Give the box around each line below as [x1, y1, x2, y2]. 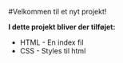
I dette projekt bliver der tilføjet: [8, 22, 116, 31]
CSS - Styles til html [19, 46, 86, 55]
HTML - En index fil [19, 37, 84, 47]
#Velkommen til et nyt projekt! [8, 7, 107, 16]
